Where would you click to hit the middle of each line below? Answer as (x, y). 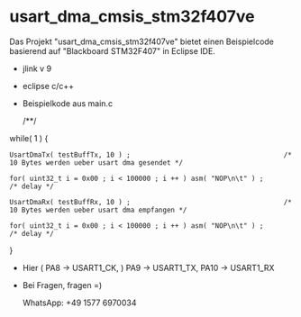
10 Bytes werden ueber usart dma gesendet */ (96, 163)
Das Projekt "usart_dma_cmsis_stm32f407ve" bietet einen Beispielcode (142, 41)
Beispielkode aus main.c (68, 103)
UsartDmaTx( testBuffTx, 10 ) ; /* (151, 155)
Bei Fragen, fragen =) (62, 285)
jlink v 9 (37, 68)
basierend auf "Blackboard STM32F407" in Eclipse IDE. (113, 50)
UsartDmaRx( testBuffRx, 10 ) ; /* (151, 202)
